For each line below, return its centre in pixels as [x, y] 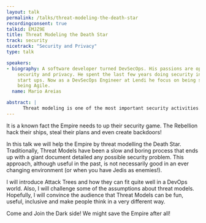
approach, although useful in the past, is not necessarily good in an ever [97, 164]
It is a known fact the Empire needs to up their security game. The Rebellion [102, 126]
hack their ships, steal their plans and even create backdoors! [84, 132]
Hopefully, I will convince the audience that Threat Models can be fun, [95, 195]
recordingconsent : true [37, 23]
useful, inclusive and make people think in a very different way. [86, 201]
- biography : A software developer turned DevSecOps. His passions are [100, 69]
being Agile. [34, 86]
